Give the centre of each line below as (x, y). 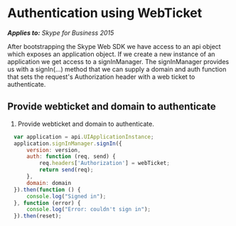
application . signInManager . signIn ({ (68, 144)
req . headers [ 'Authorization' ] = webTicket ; (104, 163)
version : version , (53, 150)
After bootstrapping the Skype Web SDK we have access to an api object (114, 46)
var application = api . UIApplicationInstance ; (84, 136)
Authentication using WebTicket (105, 13)
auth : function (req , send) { (71, 157)
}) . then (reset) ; (38, 216)
